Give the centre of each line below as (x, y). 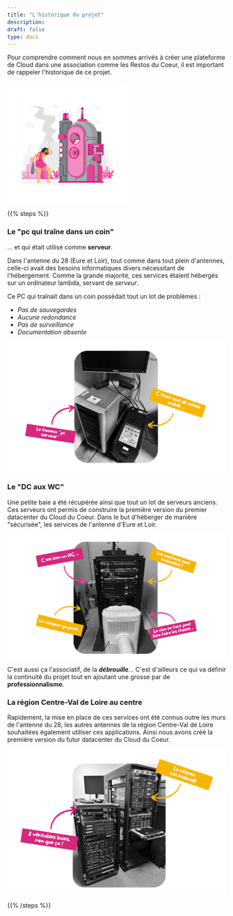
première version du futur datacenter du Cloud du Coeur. (89, 740)
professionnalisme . (36, 684)
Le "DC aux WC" (36, 487)
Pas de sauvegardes (47, 309)
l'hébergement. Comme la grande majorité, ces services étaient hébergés (113, 275)
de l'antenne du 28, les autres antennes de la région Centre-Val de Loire (110, 725)
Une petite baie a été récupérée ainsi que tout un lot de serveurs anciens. (112, 502)
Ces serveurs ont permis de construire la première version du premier (107, 509)
